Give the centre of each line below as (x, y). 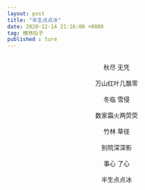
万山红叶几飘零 (117, 83)
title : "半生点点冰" (34, 20)
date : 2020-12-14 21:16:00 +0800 (56, 26)
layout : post (26, 14)
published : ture (32, 40)
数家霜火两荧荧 (117, 116)
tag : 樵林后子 (25, 33)
